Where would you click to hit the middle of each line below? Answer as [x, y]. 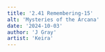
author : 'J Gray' [32, 32]
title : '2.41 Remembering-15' [50, 13]
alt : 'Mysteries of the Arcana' [53, 20]
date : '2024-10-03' [35, 26]
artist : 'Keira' [30, 38]
